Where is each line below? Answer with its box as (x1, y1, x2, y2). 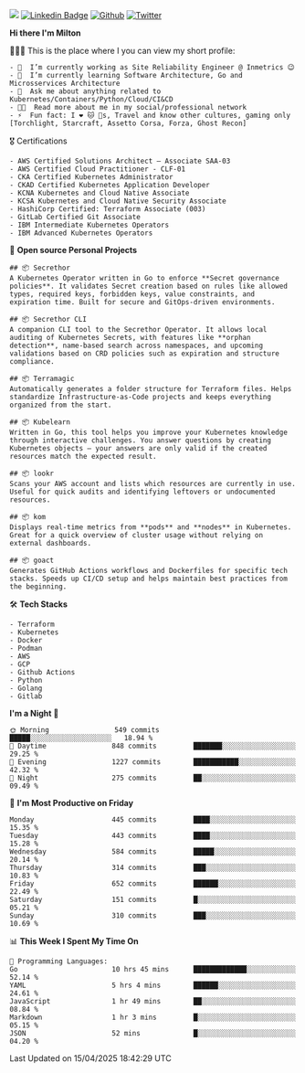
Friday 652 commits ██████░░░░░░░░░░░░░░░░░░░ (9, 879, 297, 888)
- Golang (9, 684, 43, 693)
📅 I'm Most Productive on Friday (9, 798, 134, 808)
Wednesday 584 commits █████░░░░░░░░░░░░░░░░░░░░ (9, 847, 297, 856)
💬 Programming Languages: (9, 957, 108, 966)
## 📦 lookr (9, 469, 55, 478)
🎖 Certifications (9, 135, 68, 146)
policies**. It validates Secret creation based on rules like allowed (9, 282, 288, 291)
